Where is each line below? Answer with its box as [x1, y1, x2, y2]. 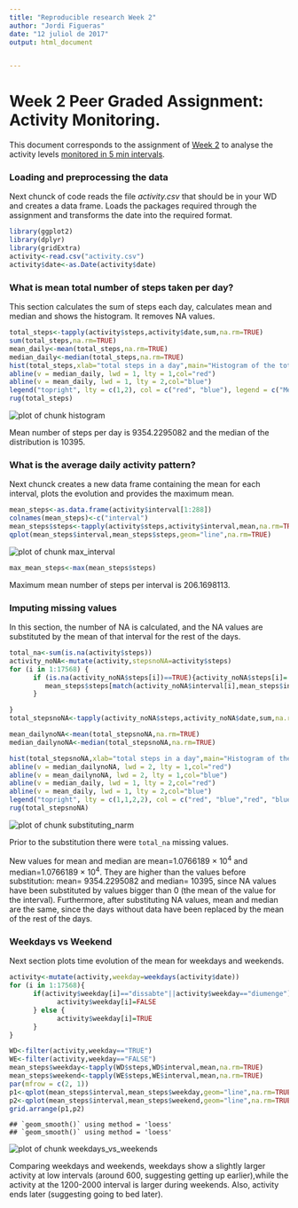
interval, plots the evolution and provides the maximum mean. [9, 489, 235, 499]
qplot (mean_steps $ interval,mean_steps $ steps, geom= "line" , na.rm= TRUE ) [9, 529, 272, 539]
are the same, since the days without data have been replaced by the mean [9, 904, 285, 914]
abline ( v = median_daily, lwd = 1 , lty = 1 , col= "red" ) [9, 369, 216, 378]
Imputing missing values [9, 601, 118, 614]
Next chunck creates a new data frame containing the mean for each [9, 479, 261, 490]
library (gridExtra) [9, 244, 82, 253]
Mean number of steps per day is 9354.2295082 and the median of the [9, 428, 270, 438]
